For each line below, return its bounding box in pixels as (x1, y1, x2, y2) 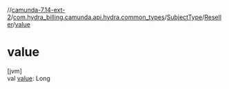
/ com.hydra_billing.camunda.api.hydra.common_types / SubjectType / (10, 13, 205, 21)
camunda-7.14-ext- (11, 6, 66, 14)
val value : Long (7, 74, 50, 82)
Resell (204, 13, 222, 21)
